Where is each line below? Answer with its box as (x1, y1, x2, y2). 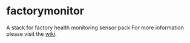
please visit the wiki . (6, 30, 57, 37)
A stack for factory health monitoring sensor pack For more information (6, 24, 185, 31)
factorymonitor (6, 4, 85, 18)
